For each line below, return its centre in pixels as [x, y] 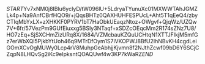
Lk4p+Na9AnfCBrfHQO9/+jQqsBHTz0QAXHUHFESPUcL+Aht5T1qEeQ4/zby [102, 15]
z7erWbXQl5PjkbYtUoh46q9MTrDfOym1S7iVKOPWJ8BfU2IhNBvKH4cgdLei [102, 41]
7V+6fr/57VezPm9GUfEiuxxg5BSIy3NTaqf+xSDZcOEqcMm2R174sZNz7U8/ [101, 28]
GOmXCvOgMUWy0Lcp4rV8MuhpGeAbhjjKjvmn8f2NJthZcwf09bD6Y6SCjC [103, 48]
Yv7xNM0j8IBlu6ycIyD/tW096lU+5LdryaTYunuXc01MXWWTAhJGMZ [110, 9]
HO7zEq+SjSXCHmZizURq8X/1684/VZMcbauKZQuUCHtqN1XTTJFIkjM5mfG [102, 35]
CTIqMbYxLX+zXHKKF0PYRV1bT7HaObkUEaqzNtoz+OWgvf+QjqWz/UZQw [102, 22]
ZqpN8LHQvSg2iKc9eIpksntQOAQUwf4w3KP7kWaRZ [74, 54]
